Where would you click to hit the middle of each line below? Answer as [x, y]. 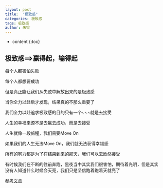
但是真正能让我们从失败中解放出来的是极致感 [50, 91]
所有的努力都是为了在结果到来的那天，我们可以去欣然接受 [63, 154]
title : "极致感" [21, 14]
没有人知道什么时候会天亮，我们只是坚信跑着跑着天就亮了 [63, 170]
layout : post [18, 10]
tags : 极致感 [17, 23]
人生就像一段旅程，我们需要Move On [42, 133]
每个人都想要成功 [22, 81]
